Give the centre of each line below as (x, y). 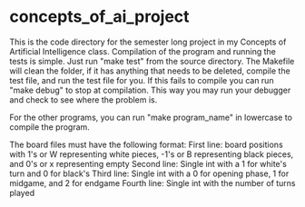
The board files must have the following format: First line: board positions (146, 144)
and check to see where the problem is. (84, 99)
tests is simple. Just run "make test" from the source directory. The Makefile (152, 61)
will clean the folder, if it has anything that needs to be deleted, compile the (150, 71)
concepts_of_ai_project (99, 17)
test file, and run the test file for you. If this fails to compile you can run (142, 80)
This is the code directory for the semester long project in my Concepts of (148, 42)
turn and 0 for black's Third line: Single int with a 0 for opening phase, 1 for (149, 173)
